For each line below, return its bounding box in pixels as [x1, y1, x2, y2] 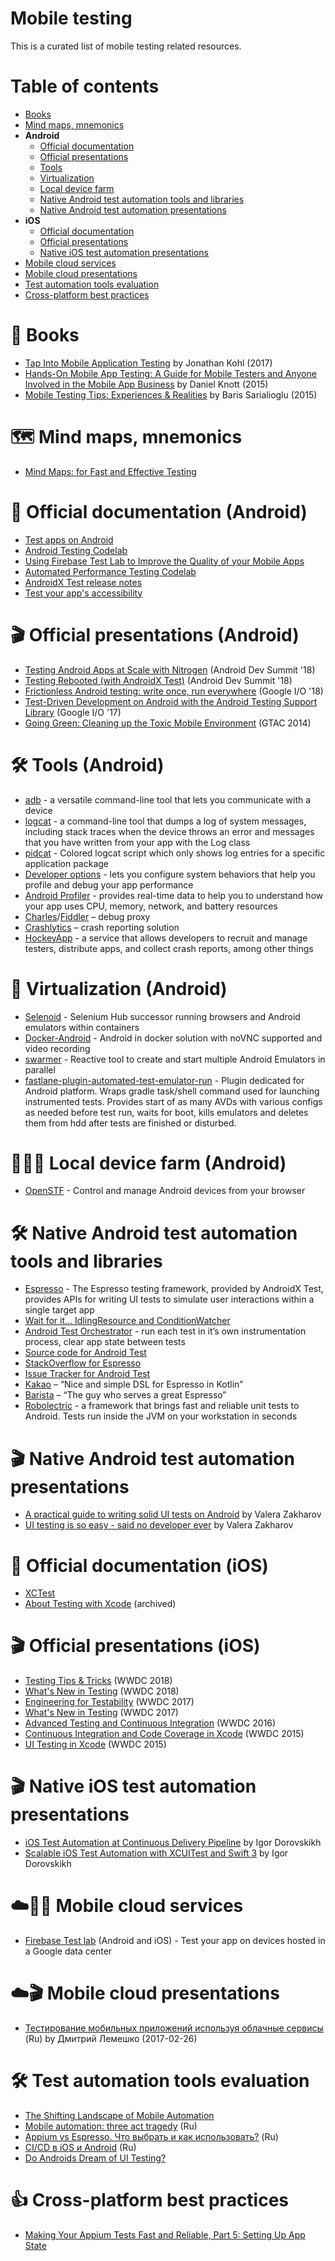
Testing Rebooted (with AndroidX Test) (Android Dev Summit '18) [24, 674, 293, 686]
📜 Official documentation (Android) [10, 500, 308, 523]
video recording [24, 1042, 91, 1054]
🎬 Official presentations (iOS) [10, 1635, 261, 1657]
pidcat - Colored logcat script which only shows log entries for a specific [24, 847, 326, 859]
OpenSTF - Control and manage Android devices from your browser [24, 1185, 306, 1197]
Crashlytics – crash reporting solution [24, 921, 180, 933]
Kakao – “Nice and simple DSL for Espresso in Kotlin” [24, 1378, 244, 1391]
